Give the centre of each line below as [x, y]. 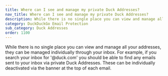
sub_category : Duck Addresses [37, 28]
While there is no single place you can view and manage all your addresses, [83, 47]
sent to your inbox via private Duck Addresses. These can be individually [80, 63]
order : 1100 [17, 33]
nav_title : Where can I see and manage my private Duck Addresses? [77, 14]
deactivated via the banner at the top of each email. [58, 68]
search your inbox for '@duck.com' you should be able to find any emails [80, 57]
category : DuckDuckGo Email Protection [47, 24]
